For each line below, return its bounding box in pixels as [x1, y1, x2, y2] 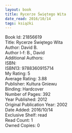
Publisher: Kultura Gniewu [5, 81, 57, 87]
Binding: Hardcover [5, 86, 44, 92]
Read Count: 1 [5, 117, 33, 123]
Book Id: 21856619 [5, 34, 42, 40]
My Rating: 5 [5, 70, 31, 76]
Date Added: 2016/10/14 [5, 107, 54, 113]
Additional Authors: [5, 55, 44, 61]
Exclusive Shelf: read [5, 112, 47, 118]
